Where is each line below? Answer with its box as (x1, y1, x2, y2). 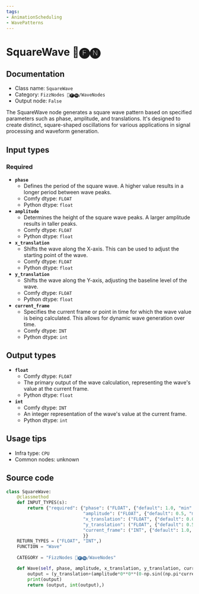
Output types (6, 351, 56, 361)
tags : (6, 8, 20, 15)
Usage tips (6, 434, 47, 444)
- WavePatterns (6, 20, 44, 25)
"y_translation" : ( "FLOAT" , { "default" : (82, 522, 184, 528)
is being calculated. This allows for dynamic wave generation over (23, 314, 185, 322)
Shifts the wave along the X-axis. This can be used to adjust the (23, 245, 179, 252)
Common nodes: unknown (14, 455, 79, 463)
